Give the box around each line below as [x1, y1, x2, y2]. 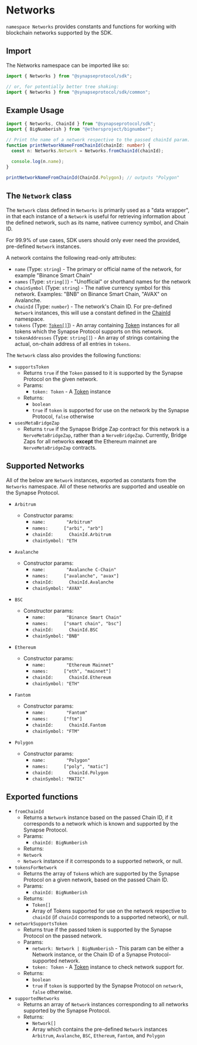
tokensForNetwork [14, 864, 57, 871]
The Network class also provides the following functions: [6, 351, 141, 358]
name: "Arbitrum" [32, 519, 93, 525]
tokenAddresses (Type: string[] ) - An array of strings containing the [14, 334, 179, 341]
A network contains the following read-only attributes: [6, 254, 137, 261]
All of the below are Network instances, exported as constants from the [6, 476, 176, 484]
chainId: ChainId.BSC [32, 627, 98, 633]
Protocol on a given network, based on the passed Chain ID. [23, 876, 169, 883]
